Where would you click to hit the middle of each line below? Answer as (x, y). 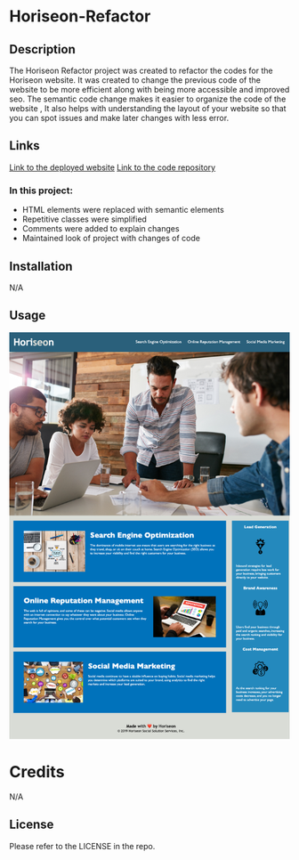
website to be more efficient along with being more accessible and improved (149, 89)
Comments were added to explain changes (101, 229)
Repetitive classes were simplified (84, 219)
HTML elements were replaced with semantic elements (123, 210)
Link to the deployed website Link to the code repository (113, 167)
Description (42, 49)
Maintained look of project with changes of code (111, 239)
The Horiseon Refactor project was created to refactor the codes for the (141, 70)
